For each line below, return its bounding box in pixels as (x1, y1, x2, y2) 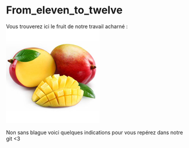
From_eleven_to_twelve (6, 4, 123, 17)
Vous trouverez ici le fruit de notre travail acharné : (6, 23, 128, 30)
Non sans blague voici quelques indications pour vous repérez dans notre (6, 129, 183, 136)
